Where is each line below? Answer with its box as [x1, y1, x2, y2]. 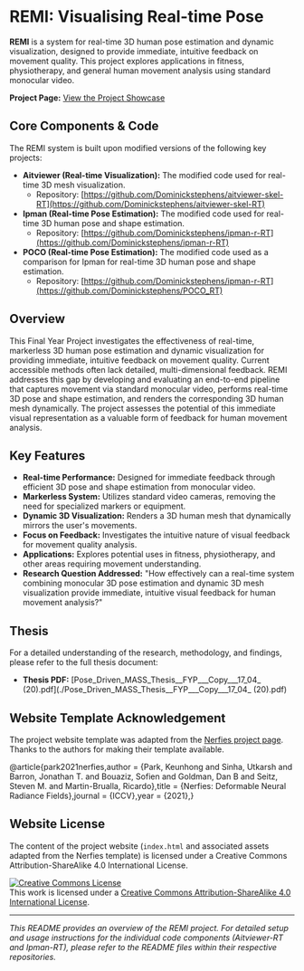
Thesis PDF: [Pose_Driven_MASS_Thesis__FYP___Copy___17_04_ [22, 674, 261, 685]
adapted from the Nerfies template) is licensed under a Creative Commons [9, 850, 288, 861]
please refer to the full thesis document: [9, 657, 158, 668]
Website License [9, 816, 106, 832]
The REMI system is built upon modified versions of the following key [9, 142, 267, 153]
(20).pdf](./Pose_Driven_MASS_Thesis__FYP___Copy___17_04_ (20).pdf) [22, 684, 288, 695]
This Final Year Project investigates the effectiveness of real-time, [9, 335, 255, 346]
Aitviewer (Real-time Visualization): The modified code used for [22, 169, 267, 180]
